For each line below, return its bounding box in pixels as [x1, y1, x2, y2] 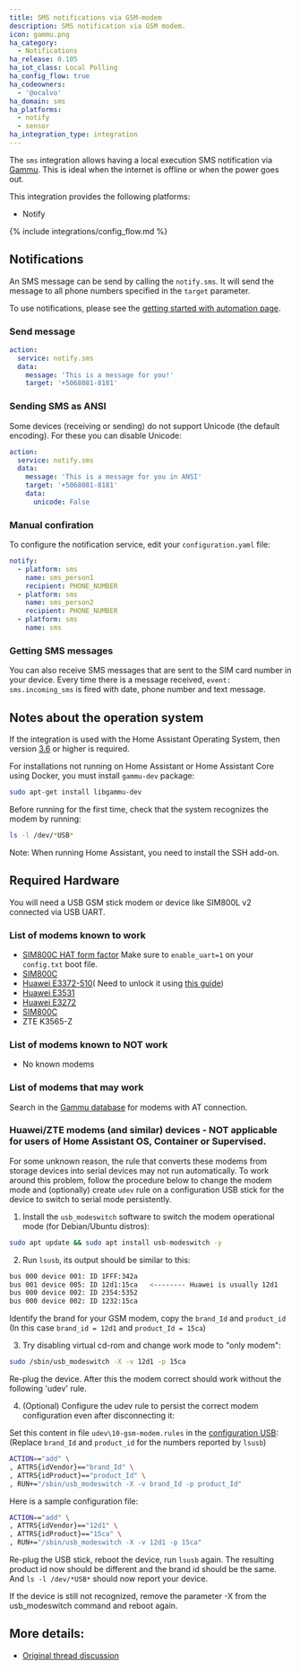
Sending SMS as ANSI [9, 400, 107, 413]
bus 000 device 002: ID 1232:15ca [9, 1296, 139, 1306]
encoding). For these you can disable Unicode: [9, 430, 182, 441]
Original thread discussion [21, 1649, 119, 1661]
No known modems [21, 1059, 95, 1069]
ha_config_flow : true [9, 72, 90, 81]
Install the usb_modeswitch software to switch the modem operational [21, 1211, 275, 1222]
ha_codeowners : [9, 80, 66, 89]
